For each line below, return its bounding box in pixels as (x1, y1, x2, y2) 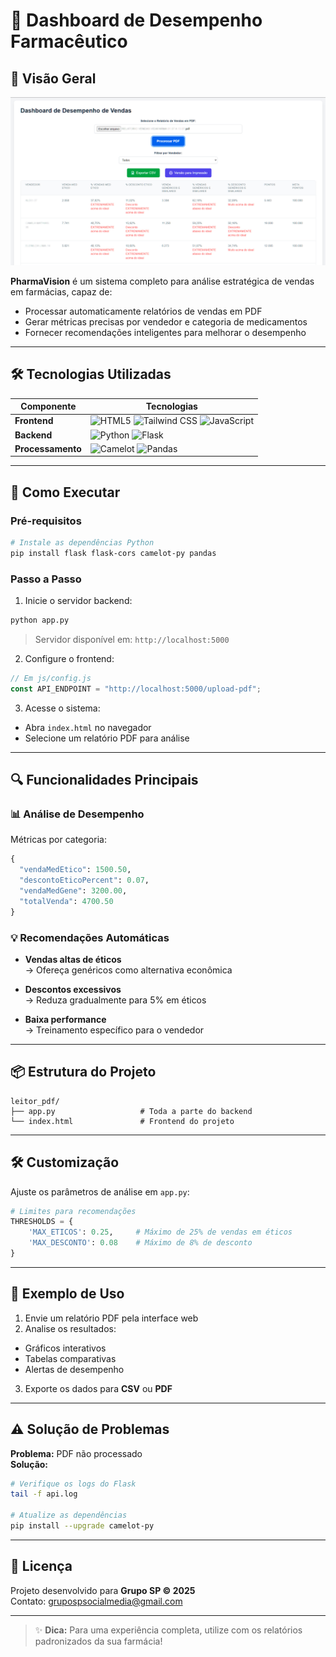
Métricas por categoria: (10, 834, 107, 846)
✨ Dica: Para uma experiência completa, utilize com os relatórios (34, 1624, 303, 1636)
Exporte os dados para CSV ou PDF (24, 1382, 173, 1394)
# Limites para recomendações (10, 1206, 137, 1216)
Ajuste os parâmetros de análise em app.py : (10, 1185, 190, 1198)
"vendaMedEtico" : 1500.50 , (19, 865, 132, 875)
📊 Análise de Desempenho (10, 807, 145, 821)
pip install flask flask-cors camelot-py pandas (10, 548, 217, 558)
